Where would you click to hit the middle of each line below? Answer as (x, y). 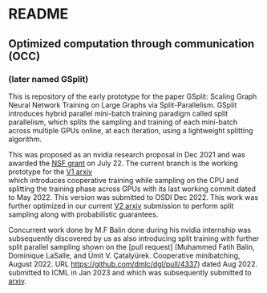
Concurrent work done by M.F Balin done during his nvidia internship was (129, 230)
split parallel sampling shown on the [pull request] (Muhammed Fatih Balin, (131, 246)
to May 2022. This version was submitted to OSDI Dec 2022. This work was (133, 197)
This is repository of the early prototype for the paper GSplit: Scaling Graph (133, 96)
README (38, 14)
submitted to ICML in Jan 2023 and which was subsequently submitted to (130, 272)
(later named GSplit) (49, 79)
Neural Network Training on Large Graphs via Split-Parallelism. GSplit (123, 104)
